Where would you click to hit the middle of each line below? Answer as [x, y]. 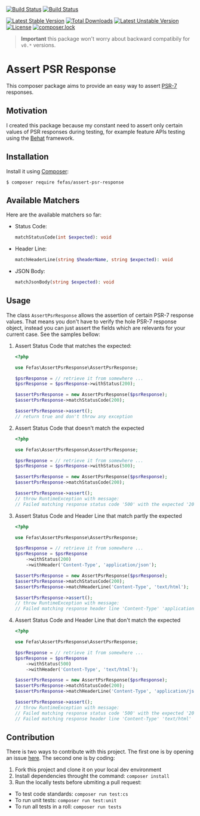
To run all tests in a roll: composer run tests [68, 806]
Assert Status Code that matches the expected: [73, 346]
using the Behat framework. [40, 138]
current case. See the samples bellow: [53, 334]
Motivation [27, 111]
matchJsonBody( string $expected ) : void [64, 282]
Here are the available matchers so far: [54, 215]
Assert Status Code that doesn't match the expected [79, 428]
